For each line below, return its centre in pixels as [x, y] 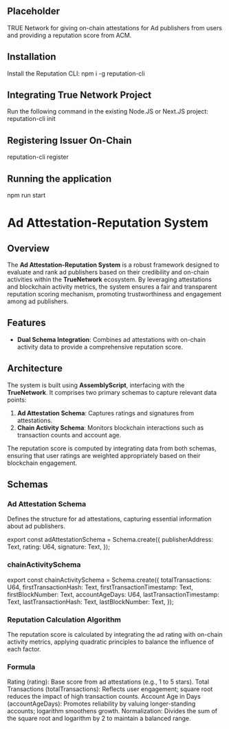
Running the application [59, 178]
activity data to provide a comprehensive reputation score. [100, 347]
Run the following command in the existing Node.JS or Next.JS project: [108, 111]
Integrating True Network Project [79, 95]
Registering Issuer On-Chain [69, 140]
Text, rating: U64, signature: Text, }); [58, 547]
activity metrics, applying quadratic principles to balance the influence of [111, 642]
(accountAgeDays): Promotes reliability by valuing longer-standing [101, 704]
